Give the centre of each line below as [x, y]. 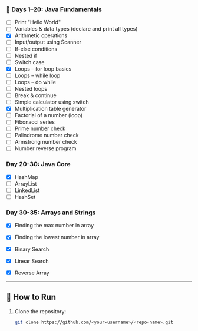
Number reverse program [45, 148]
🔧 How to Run [31, 297]
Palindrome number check [47, 135]
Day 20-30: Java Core [38, 164]
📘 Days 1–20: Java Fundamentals [54, 9]
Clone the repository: [40, 311]
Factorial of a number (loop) [49, 115]
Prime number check [40, 128]
